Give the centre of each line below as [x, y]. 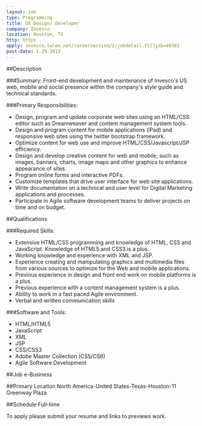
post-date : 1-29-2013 [34, 52]
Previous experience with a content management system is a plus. [97, 287]
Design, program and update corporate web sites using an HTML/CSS [102, 117]
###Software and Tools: [36, 312]
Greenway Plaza [27, 393]
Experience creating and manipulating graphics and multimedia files [99, 262]
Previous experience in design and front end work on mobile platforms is [106, 274]
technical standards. [32, 93]
